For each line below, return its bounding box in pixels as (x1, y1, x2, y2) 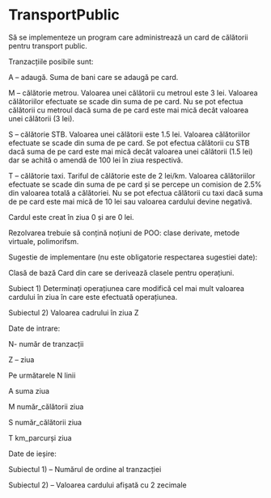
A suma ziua (8, 386, 50, 395)
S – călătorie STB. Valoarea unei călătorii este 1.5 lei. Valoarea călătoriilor (8, 129, 251, 139)
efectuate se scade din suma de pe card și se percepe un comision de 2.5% (8, 179, 262, 189)
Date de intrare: (8, 323, 61, 333)
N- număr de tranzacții (8, 339, 84, 348)
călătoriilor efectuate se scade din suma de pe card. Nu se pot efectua (8, 96, 243, 106)
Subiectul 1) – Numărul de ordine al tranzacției (8, 464, 162, 474)
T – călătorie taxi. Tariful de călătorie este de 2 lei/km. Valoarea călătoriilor (8, 171, 256, 180)
